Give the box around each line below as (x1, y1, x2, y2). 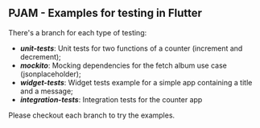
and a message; (19, 86, 74, 96)
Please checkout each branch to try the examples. (8, 110, 175, 120)
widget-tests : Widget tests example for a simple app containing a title (19, 77, 253, 87)
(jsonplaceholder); (19, 68, 82, 79)
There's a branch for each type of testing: (8, 27, 147, 37)
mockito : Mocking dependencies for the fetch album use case (19, 60, 227, 70)
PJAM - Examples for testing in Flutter (8, 6, 203, 20)
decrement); (19, 52, 62, 61)
